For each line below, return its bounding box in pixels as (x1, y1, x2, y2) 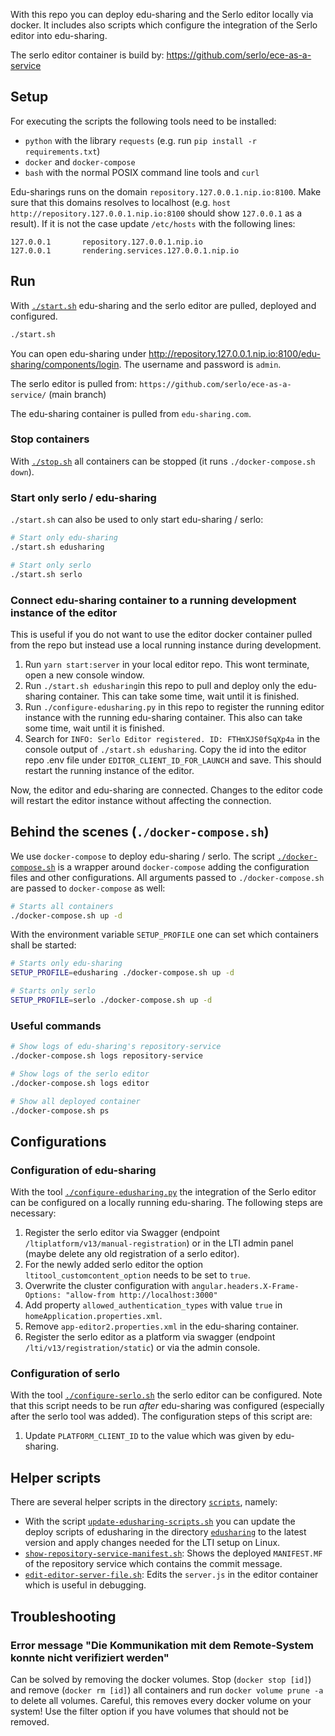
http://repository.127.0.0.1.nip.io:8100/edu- (148, 347, 321, 359)
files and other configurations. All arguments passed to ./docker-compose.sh (10, 871, 325, 883)
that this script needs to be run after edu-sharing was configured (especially (10, 1400, 325, 1412)
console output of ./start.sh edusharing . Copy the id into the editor (24, 743, 307, 755)
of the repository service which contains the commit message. (24, 1558, 283, 1570)
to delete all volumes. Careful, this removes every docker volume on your (10, 1694, 312, 1706)
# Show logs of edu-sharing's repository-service (10, 1042, 222, 1052)
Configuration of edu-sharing (10, 1163, 157, 1177)
